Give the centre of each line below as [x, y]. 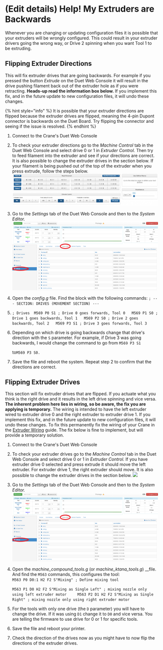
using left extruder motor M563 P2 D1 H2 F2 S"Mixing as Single [83, 595]
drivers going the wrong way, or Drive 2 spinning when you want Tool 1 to [78, 43]
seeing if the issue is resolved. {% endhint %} [51, 126]
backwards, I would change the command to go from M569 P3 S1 [76, 343]
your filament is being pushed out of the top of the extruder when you [82, 166]
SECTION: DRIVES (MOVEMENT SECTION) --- [58, 304]
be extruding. [18, 48]
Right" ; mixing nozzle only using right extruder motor [71, 600]
